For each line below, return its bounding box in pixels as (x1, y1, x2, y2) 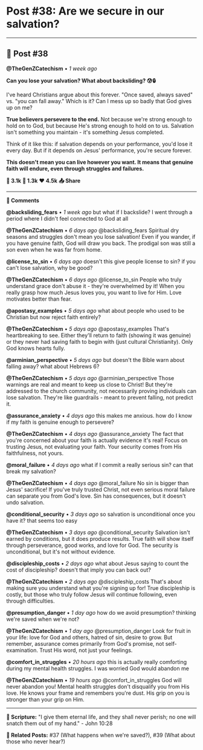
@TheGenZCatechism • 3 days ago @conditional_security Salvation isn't (6, 529, 190, 536)
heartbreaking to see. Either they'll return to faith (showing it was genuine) (6, 332, 192, 339)
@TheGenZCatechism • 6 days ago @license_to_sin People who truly (6, 276, 182, 283)
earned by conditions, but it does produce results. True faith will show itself (6, 535, 194, 542)
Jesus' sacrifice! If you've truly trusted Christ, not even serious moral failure (6, 486, 195, 493)
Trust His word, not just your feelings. (39, 646, 133, 654)
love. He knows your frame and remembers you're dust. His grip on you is (6, 689, 190, 697)
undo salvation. (6, 498, 45, 506)
